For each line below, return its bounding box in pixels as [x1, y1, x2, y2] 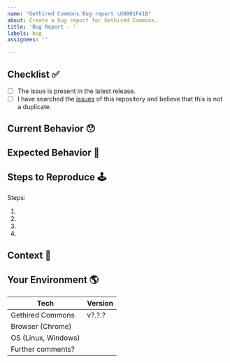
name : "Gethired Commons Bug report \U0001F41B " [7, 10, 152, 17]
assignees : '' [7, 36, 49, 43]
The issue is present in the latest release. [17, 87, 136, 95]
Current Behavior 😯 [7, 123, 96, 135]
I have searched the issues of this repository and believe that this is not [17, 95, 223, 103]
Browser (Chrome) [10, 321, 72, 331]
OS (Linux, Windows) [10, 333, 80, 343]
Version [87, 298, 114, 308]
